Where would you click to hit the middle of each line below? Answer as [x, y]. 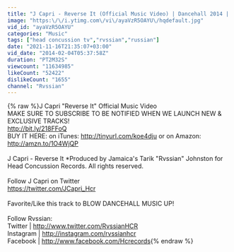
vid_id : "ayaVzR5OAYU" [41, 27]
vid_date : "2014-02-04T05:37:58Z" [58, 54]
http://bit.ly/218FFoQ [37, 128]
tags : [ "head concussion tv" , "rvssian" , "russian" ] [83, 40]
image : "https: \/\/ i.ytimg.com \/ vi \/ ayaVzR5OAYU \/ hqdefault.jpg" [105, 20]
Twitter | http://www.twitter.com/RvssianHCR [73, 226]
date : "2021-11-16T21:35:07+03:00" [60, 47]
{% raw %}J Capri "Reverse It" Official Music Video [82, 106]
